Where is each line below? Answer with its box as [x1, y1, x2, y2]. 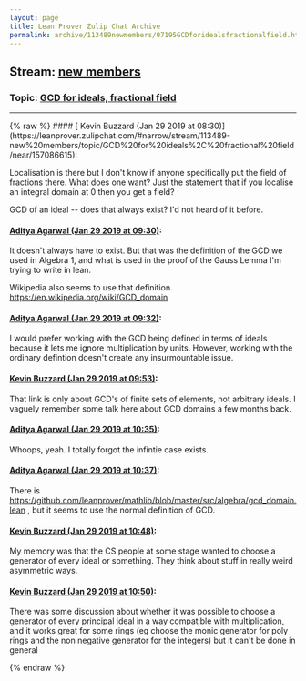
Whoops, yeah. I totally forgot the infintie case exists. [9, 443, 209, 455]
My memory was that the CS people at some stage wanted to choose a [9, 545, 276, 556]
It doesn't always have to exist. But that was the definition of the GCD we [9, 245, 283, 256]
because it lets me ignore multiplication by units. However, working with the [9, 342, 293, 353]
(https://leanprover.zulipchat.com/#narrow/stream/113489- [9, 130, 230, 141]
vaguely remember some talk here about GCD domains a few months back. [9, 402, 291, 414]
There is [9, 485, 41, 496]
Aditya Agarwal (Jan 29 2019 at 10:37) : [9, 465, 160, 476]
